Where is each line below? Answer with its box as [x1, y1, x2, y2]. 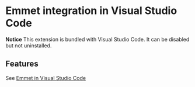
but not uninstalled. [5, 42, 52, 49]
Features [5, 59, 39, 69]
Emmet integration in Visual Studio [5, 4, 177, 18]
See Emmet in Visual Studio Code [5, 74, 86, 81]
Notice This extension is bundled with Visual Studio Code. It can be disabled [5, 36, 190, 43]
